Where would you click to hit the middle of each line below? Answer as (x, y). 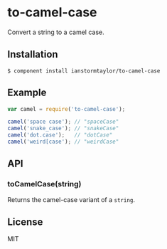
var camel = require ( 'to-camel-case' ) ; (66, 109)
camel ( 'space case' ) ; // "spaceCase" (63, 122)
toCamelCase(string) (44, 184)
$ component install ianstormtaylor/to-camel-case (84, 71)
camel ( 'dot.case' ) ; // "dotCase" (60, 135)
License (25, 222)
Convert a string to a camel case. (56, 32)
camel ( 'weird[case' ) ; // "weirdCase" (63, 142)
